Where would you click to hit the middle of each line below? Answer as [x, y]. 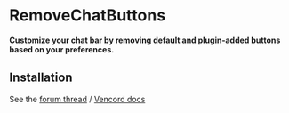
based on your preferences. [62, 49]
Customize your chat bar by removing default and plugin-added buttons [145, 40]
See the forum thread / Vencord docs [77, 99]
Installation [41, 78]
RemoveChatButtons [88, 16]
